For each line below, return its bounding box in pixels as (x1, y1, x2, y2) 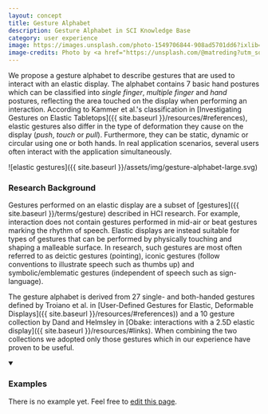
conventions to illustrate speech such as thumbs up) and (8, 260, 195, 270)
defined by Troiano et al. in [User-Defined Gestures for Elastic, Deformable (8, 301, 254, 310)
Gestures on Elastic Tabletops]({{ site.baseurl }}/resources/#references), (8, 113, 248, 122)
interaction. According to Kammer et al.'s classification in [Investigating (8, 104, 242, 114)
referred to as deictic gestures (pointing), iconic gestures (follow (8, 251, 221, 261)
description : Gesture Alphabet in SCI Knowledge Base (8, 26, 191, 34)
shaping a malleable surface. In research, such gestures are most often (8, 242, 242, 252)
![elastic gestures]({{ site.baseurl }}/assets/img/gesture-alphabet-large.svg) (8, 163, 258, 172)
